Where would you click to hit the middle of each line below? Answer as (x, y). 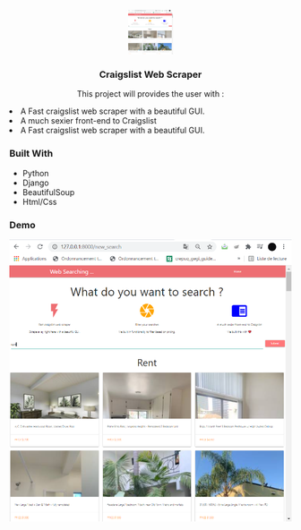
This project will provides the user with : (150, 94)
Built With (31, 154)
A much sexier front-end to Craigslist (89, 121)
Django (35, 183)
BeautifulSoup (48, 192)
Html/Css (39, 201)
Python (35, 173)
